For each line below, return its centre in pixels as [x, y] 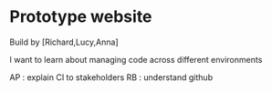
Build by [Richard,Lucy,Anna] [64, 42]
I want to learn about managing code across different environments [136, 59]
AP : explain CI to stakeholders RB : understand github [111, 77]
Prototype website [81, 17]
